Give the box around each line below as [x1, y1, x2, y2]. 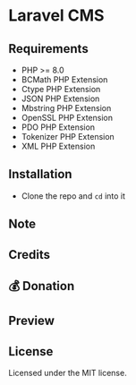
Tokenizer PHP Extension [21, 132, 115, 141]
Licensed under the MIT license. [8, 368, 127, 379]
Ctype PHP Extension [21, 84, 101, 94]
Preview [8, 313, 55, 329]
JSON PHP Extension [21, 93, 100, 104]
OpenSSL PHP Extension [21, 113, 114, 123]
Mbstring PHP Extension [21, 103, 112, 113]
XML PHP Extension [21, 141, 96, 151]
